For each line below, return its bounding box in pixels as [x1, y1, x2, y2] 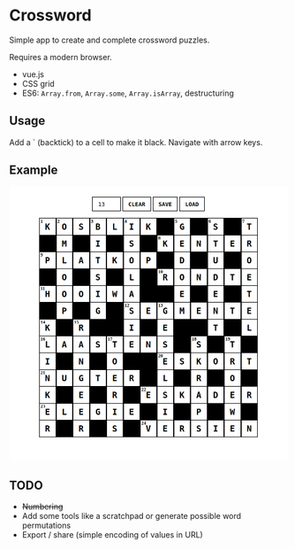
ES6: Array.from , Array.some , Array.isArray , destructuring [21, 88, 234, 98]
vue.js [21, 68, 44, 80]
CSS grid [21, 78, 55, 89]
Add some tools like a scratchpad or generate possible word [21, 511, 241, 522]
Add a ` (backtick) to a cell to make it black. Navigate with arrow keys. [9, 136, 263, 147]
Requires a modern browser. [9, 51, 112, 62]
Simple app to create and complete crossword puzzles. [9, 35, 210, 45]
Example [9, 163, 58, 178]
